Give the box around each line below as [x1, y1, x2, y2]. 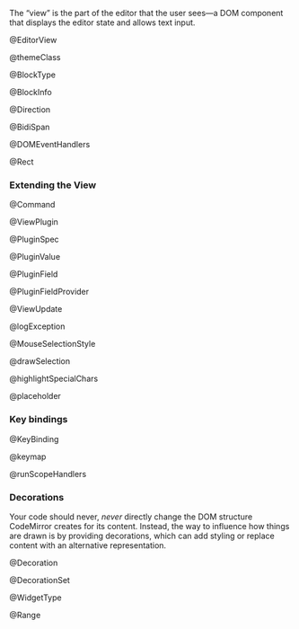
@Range [9, 609, 41, 620]
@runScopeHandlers [9, 468, 87, 479]
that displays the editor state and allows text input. [9, 17, 196, 28]
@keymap [9, 451, 47, 462]
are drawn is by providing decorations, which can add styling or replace [9, 530, 276, 541]
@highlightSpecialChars [9, 373, 99, 385]
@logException [9, 321, 66, 332]
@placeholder [9, 391, 61, 402]
